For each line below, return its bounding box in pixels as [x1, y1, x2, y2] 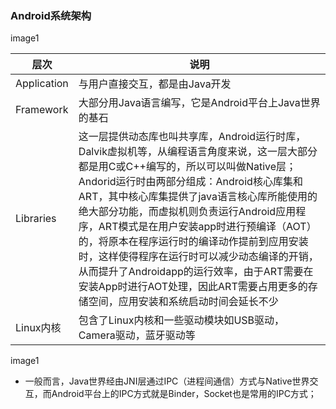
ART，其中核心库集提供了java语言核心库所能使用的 [78, 190, 318, 204]
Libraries [15, 212, 57, 226]
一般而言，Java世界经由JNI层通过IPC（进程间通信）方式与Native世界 [24, 375, 310, 387]
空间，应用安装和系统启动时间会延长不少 [88, 295, 279, 309]
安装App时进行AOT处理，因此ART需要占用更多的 [78, 280, 308, 294]
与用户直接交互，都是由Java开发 [78, 77, 232, 91]
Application [15, 77, 69, 91]
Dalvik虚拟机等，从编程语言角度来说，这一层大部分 [78, 145, 318, 159]
